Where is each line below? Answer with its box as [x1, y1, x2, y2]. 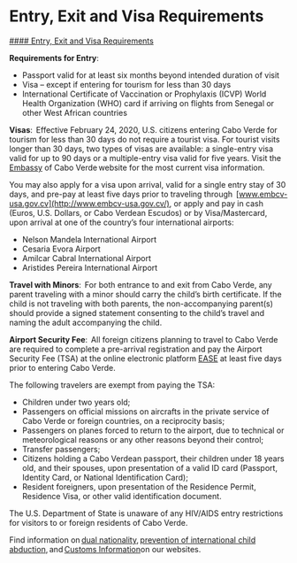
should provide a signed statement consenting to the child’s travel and [9, 307, 265, 318]
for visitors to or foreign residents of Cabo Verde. [9, 517, 188, 528]
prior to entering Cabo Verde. [9, 362, 117, 373]
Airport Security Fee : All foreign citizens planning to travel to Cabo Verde [9, 334, 278, 344]
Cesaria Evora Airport [21, 243, 102, 254]
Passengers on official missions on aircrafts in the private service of [21, 405, 270, 417]
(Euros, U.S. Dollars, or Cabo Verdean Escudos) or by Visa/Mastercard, [9, 207, 268, 218]
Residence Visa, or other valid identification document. [21, 490, 223, 501]
